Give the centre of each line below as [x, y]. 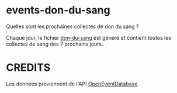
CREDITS [28, 68]
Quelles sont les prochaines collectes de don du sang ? [72, 26]
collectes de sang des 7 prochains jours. [55, 44]
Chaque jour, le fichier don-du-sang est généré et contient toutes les [88, 37]
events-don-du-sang [58, 10]
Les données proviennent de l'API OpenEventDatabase [72, 84]
